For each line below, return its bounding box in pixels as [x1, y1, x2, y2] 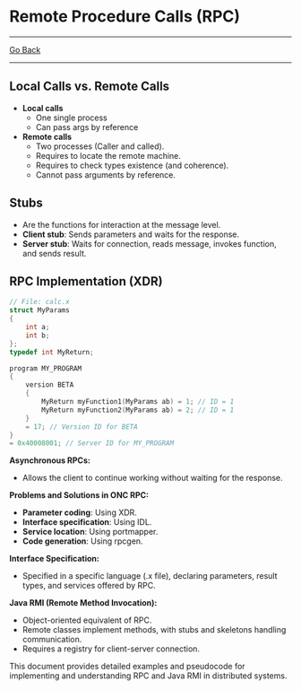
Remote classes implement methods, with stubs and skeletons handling [21, 624, 287, 635]
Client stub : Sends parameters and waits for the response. [21, 229, 240, 240]
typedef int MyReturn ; [9, 347, 94, 356]
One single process [35, 112, 107, 123]
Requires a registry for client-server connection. [21, 643, 200, 654]
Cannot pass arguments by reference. [35, 169, 176, 180]
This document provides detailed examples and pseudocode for [9, 661, 245, 672]
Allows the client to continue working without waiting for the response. [21, 473, 283, 484]
